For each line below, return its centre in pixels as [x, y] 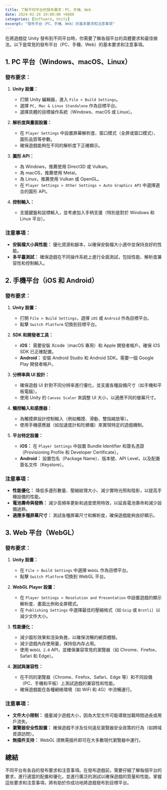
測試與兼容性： [28, 666]
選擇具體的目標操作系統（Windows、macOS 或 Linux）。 [77, 112]
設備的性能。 [30, 497]
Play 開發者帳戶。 [38, 364]
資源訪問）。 [24, 734]
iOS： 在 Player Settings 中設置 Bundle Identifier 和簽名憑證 [82, 446]
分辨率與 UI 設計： [31, 374]
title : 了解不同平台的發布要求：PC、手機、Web [48, 10]
